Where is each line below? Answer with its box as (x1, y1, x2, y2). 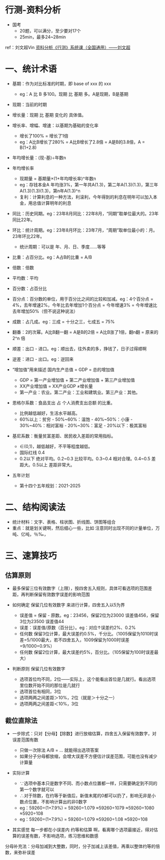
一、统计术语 (5, 63, 57, 75)
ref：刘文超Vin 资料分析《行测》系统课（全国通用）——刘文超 (5, 44, 131, 50)
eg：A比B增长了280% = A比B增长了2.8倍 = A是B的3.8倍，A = (19, 139, 145, 145)
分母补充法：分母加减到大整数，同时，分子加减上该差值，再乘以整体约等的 (5, 843, 156, 849)
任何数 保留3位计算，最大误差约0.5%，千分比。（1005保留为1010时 (19, 631, 154, 636)
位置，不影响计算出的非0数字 (28, 799, 87, 804)
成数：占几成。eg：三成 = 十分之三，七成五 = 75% (12, 318, 115, 324)
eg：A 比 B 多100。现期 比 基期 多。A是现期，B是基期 (19, 91, 129, 97)
